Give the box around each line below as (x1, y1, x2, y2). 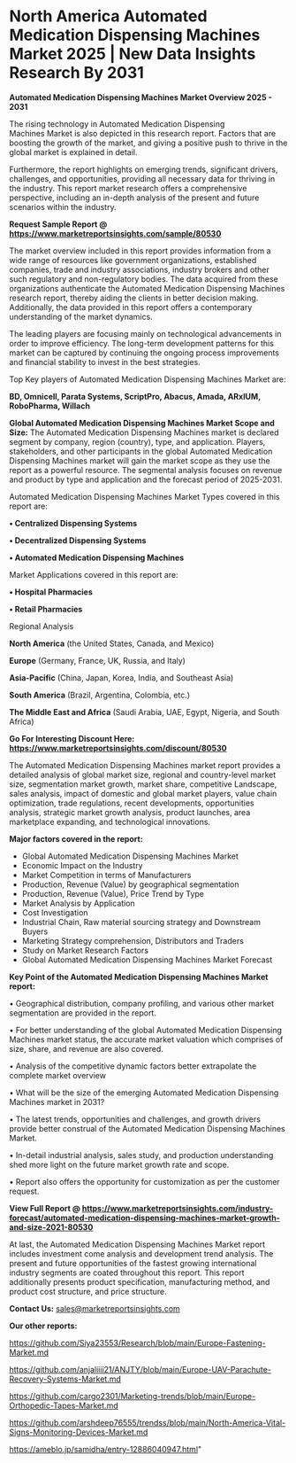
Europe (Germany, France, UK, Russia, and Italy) (9, 655, 186, 665)
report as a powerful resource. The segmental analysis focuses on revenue (9, 464, 283, 475)
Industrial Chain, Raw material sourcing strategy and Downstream (21, 916, 261, 927)
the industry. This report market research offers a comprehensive (9, 183, 247, 193)
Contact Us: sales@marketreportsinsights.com (9, 1303, 181, 1313)
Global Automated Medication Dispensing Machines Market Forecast (21, 954, 273, 965)
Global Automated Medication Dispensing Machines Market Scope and (9, 417, 276, 428)
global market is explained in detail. (9, 146, 138, 157)
